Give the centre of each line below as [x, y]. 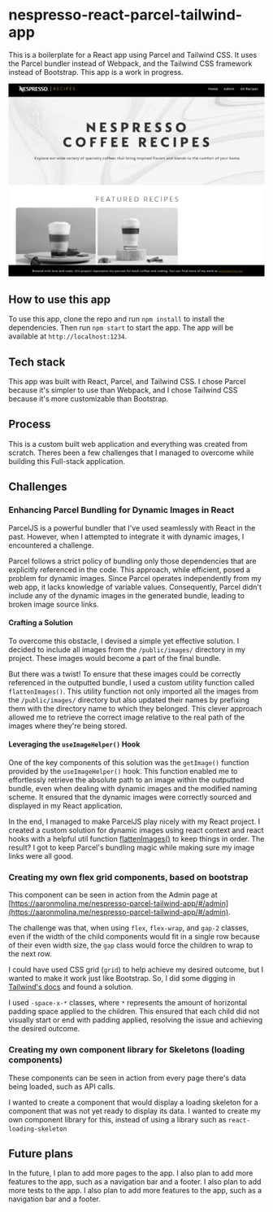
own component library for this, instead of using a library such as [117, 1119]
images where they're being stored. [68, 725]
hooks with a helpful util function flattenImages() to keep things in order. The [136, 838]
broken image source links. [54, 604]
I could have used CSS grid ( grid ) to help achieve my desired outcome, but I [136, 969]
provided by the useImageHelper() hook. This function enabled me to [123, 771]
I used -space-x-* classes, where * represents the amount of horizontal [128, 1003]
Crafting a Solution [41, 623]
